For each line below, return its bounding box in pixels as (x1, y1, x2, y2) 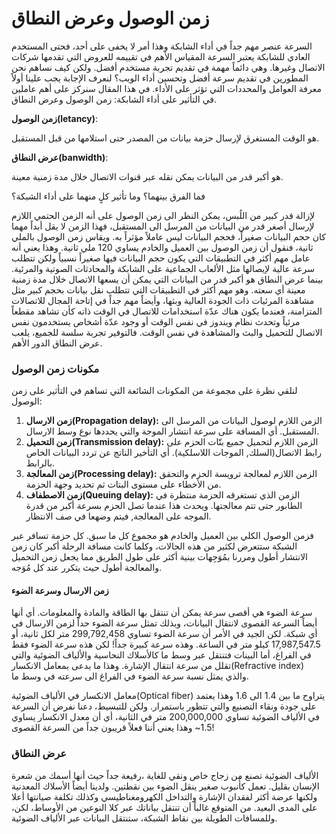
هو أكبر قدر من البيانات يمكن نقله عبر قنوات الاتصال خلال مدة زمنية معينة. (11, 170, 284, 182)
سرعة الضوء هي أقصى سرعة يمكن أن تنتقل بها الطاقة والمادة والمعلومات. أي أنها (11, 607, 313, 619)
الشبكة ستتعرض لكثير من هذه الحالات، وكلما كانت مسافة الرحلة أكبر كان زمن (11, 540, 298, 552)
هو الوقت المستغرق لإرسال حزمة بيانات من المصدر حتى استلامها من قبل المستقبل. (11, 132, 320, 144)
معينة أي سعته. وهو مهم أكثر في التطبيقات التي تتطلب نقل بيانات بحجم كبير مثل (11, 283, 306, 296)
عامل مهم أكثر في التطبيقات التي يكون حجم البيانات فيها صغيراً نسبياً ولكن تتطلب (11, 252, 311, 264)
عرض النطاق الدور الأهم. (11, 337, 103, 349)
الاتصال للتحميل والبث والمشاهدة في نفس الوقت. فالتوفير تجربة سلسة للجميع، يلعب (11, 326, 323, 338)
